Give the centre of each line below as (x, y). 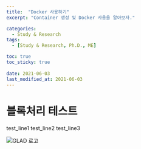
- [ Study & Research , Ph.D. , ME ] (54, 46)
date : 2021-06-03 (28, 74)
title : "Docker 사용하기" (38, 12)
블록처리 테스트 (42, 111)
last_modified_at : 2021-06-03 (45, 79)
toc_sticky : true (28, 62)
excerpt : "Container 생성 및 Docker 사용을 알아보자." (71, 18)
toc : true (19, 57)
